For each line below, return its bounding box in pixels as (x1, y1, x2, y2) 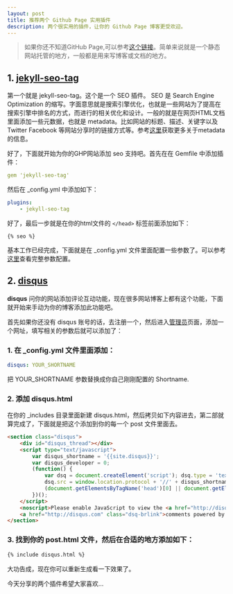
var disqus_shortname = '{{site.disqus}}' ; (32, 453, 159, 460)
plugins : (7, 199, 33, 207)
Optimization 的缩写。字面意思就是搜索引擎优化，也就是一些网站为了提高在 (7, 100, 222, 108)
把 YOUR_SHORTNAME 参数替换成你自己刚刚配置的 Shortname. (7, 375, 189, 383)
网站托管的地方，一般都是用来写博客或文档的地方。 (24, 51, 171, 60)
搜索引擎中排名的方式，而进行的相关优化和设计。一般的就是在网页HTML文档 (7, 109, 225, 117)
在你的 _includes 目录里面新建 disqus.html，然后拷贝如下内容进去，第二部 (7, 411, 218, 419)
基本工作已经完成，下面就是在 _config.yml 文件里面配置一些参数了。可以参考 (7, 245, 226, 254)
